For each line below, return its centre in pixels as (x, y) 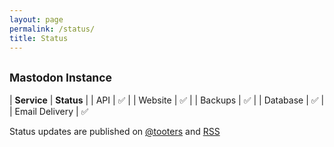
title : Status (39, 38)
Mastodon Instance (60, 77)
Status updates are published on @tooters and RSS (115, 132)
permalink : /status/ (52, 29)
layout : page (36, 19)
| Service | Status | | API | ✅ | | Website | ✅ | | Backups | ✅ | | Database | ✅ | (167, 100)
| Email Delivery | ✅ (49, 112)
